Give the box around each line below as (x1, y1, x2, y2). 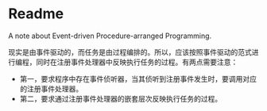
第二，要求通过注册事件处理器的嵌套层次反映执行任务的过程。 (19, 94, 222, 103)
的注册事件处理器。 (19, 84, 83, 94)
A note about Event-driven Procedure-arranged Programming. (8, 31, 212, 40)
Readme (8, 5, 64, 23)
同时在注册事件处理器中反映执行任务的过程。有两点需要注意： (35, 57, 238, 67)
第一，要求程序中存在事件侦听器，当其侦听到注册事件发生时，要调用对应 (19, 74, 257, 83)
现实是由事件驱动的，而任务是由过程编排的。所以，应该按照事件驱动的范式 (8, 47, 252, 56)
